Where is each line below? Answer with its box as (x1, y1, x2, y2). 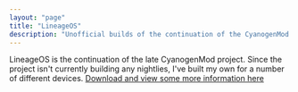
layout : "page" (9, 13, 66, 22)
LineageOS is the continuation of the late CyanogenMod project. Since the (9, 54, 283, 65)
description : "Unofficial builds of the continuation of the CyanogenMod (9, 29, 290, 38)
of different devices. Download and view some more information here (9, 73, 265, 84)
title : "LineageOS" (9, 21, 82, 30)
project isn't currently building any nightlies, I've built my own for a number (9, 63, 286, 74)
